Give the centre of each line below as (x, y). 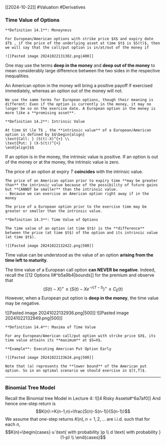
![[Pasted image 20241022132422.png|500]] (49, 246)
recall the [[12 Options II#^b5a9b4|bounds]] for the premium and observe (80, 275)
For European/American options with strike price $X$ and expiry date (79, 39)
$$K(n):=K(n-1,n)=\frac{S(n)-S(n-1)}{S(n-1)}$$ (83, 411)
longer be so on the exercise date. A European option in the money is (80, 109)
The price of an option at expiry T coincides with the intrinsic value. (74, 172)
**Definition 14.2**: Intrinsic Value (45, 122)
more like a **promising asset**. (41, 113)
